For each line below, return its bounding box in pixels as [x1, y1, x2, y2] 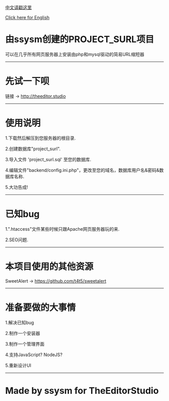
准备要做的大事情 [5, 302, 76, 313]
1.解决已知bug [5, 319, 34, 325]
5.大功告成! [5, 184, 28, 190]
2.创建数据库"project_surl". [5, 146, 61, 152]
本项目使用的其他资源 [5, 261, 94, 272]
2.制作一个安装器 [5, 330, 40, 336]
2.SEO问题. [5, 236, 29, 243]
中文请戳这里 [5, 5, 32, 10]
